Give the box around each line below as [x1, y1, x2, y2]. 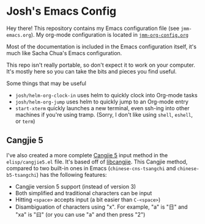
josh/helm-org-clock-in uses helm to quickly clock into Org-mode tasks [15, 91, 198, 99]
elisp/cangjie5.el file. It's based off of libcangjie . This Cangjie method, [6, 158, 188, 165]
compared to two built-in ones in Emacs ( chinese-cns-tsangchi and [6, 164, 176, 172]
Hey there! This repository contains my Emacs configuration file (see [6, 24, 179, 32]
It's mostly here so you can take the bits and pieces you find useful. [6, 67, 177, 75]
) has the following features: [36, 171, 107, 178]
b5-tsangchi [6, 172, 37, 178]
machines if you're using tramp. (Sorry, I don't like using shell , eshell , [15, 111, 193, 118]
